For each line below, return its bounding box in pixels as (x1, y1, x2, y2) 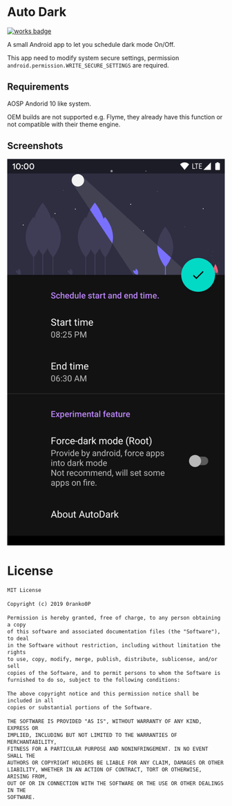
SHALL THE (7, 752, 36, 759)
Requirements (7, 81, 69, 93)
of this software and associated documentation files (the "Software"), (7, 628, 221, 635)
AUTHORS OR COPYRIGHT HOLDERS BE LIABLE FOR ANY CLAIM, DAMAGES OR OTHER (7, 759, 224, 766)
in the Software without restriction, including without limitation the (7, 642, 221, 649)
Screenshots (7, 140, 64, 152)
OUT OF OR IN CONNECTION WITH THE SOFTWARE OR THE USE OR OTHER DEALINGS (7, 780, 224, 787)
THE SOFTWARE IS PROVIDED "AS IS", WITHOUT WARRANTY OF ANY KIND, (7, 718, 202, 725)
